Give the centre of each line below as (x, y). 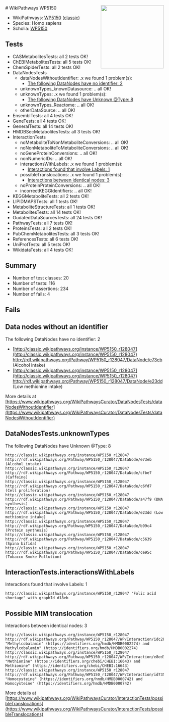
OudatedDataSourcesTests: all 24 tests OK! (57, 217)
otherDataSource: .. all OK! (48, 110)
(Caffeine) (17, 477)
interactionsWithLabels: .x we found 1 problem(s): (71, 164)
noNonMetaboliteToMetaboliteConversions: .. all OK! (74, 148)
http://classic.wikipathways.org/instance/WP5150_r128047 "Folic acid (81, 594)
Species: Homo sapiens (37, 23)
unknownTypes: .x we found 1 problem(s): (63, 94)
